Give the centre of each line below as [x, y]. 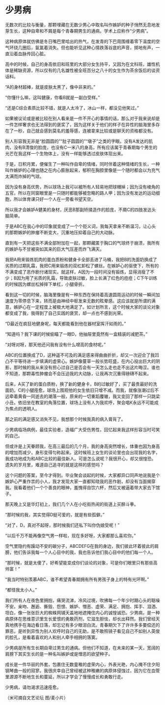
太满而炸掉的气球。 [25, 176]
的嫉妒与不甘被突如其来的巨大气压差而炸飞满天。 [55, 249]
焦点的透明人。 [24, 408]
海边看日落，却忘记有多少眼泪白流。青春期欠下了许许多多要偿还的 [93, 625]
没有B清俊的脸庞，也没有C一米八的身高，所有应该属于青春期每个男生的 [85, 147]
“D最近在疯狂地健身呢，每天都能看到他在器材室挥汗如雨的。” [66, 323]
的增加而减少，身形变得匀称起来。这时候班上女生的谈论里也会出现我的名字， [82, 452]
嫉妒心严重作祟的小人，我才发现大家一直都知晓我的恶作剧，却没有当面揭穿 [80, 481]
